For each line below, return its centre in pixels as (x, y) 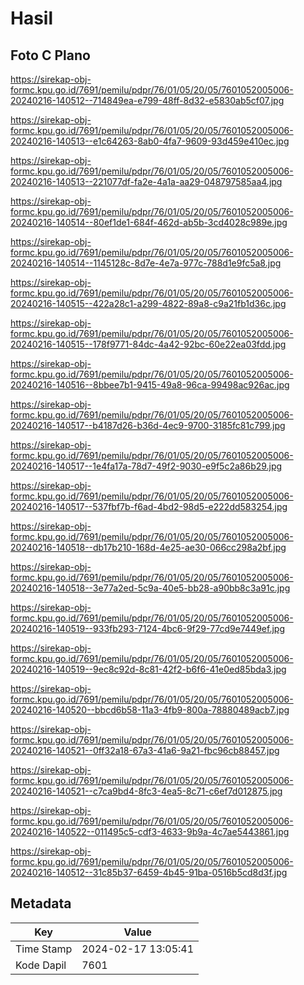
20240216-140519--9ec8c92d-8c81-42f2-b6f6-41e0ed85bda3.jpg (148, 669)
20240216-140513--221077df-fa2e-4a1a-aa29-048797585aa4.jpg (146, 181)
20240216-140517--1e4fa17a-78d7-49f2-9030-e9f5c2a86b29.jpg (146, 466)
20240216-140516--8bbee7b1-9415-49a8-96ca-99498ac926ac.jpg (150, 385)
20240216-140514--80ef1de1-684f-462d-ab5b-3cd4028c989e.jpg (149, 222)
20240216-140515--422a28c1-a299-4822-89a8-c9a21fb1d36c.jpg (148, 303)
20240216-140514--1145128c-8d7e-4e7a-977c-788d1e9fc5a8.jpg (146, 263)
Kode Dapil (41, 965)
